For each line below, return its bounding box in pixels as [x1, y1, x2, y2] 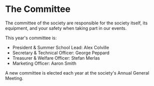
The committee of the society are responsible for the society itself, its [5, 20, 148, 26]
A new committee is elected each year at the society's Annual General [5, 70, 150, 76]
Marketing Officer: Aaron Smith [12, 60, 77, 66]
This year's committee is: [5, 35, 57, 41]
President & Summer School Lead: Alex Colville [12, 44, 110, 50]
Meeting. [5, 75, 23, 81]
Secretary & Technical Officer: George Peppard [12, 50, 110, 56]
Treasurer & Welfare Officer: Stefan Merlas [12, 55, 100, 61]
